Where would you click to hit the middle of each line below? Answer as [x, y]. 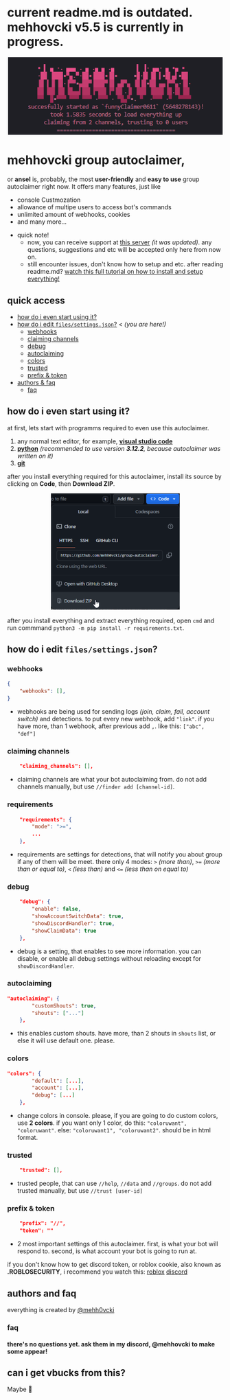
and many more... [42, 222]
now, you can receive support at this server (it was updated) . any [119, 242]
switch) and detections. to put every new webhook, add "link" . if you [115, 719]
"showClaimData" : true [64, 931]
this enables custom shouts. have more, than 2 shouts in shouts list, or [116, 1034]
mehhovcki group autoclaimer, [96, 160]
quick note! [33, 235]
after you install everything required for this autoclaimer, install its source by [114, 476]
